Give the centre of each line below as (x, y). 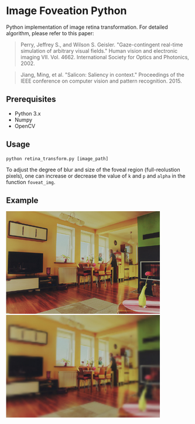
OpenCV (25, 126)
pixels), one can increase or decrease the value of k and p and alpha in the (96, 176)
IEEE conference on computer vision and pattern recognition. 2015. (101, 81)
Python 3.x (28, 113)
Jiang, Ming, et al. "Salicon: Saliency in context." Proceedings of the (102, 74)
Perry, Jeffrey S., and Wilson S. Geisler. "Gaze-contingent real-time (102, 45)
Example (22, 200)
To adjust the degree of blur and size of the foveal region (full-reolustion (93, 169)
